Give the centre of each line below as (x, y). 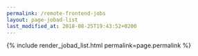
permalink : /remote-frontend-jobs (56, 13)
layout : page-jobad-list (42, 20)
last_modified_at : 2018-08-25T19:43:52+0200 (72, 26)
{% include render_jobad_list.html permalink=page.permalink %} (99, 46)
